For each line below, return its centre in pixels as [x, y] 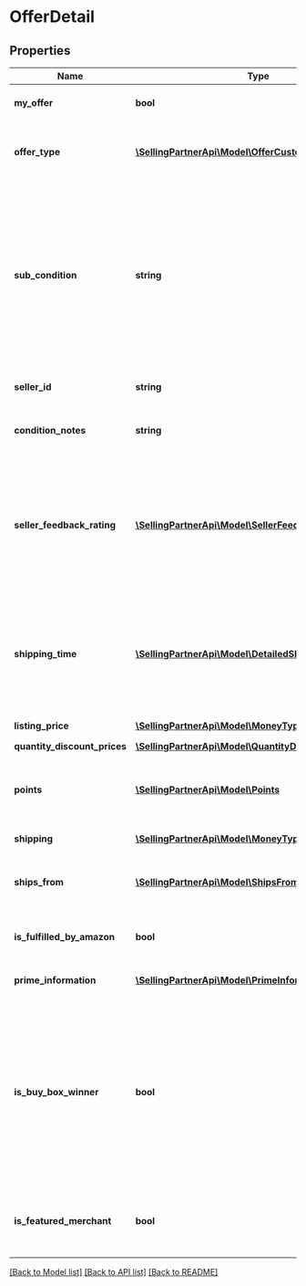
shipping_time [46, 654]
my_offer [33, 103]
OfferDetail [52, 17]
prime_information [55, 980]
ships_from [39, 882]
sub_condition [46, 275]
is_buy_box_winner [56, 1092]
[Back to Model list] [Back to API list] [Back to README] [114, 1272]
